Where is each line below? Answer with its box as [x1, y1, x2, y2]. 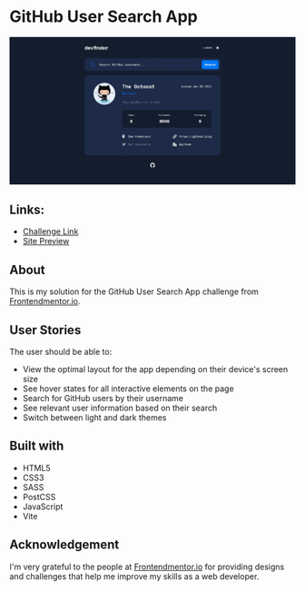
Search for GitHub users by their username [22, 393, 184, 403]
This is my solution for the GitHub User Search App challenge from [9, 286, 259, 297]
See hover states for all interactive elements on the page [22, 383, 234, 394]
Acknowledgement [9, 537, 120, 553]
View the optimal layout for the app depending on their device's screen [22, 364, 289, 374]
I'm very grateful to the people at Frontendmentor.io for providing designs [9, 561, 285, 572]
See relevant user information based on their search [22, 402, 218, 413]
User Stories [9, 322, 82, 338]
